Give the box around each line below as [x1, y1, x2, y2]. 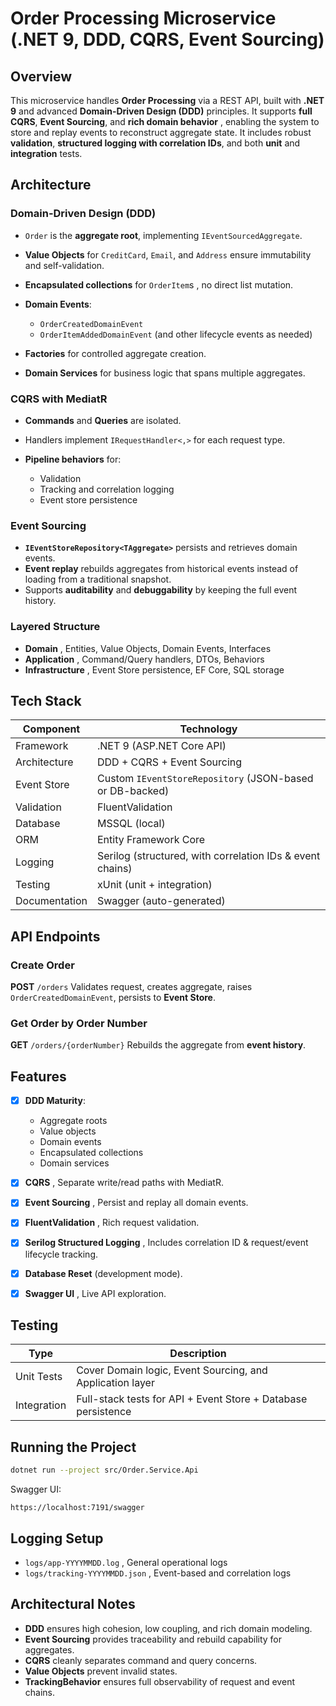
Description [169, 1347, 227, 1361]
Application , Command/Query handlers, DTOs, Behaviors [24, 653, 265, 665]
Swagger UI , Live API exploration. [24, 1287, 167, 1299]
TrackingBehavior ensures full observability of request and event [24, 1675, 295, 1687]
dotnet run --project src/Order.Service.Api [10, 1465, 199, 1476]
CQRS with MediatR [10, 392, 108, 406]
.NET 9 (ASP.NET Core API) [97, 739, 227, 753]
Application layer [76, 1376, 155, 1390]
